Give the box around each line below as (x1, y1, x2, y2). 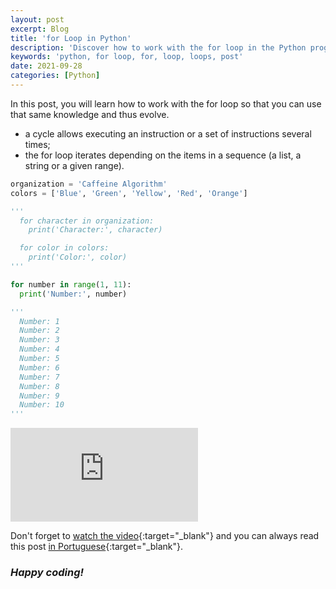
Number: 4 (19, 344, 60, 355)
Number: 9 (19, 391, 60, 401)
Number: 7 (19, 372, 60, 382)
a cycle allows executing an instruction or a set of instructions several (24, 127, 312, 140)
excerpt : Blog (10, 24, 70, 34)
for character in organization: (19, 216, 155, 226)
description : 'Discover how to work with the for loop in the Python (10, 42, 307, 53)
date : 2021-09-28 (10, 61, 83, 71)
